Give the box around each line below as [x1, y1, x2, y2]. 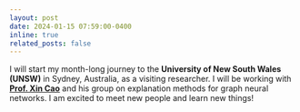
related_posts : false [9, 38, 92, 48]
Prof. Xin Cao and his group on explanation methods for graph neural [9, 83, 269, 94]
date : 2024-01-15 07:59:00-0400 [9, 22, 132, 31]
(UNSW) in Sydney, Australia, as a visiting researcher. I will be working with [9, 74, 292, 85]
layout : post [9, 13, 59, 23]
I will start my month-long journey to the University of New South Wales [9, 64, 282, 75]
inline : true [9, 30, 59, 39]
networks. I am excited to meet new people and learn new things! [9, 93, 255, 104]
